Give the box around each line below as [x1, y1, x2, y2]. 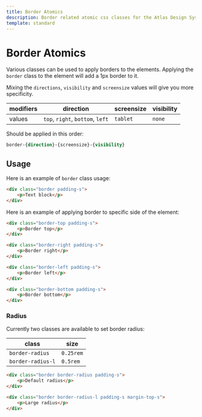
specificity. [6, 90, 34, 98]
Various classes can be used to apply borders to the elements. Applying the [6, 66, 194, 73]
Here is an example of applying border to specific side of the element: [6, 208, 179, 216]
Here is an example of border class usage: [6, 175, 111, 181]
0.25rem [61, 350, 84, 357]
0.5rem [61, 358, 80, 365]
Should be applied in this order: [6, 130, 84, 137]
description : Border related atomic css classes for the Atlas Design [6, 14, 187, 20]
